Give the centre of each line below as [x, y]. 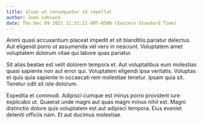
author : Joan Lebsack [34, 17]
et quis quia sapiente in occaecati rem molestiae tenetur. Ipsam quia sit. [95, 77]
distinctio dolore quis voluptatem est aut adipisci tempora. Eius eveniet [94, 109]
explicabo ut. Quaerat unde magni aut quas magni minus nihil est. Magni [96, 102]
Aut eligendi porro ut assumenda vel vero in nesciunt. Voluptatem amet [95, 46]
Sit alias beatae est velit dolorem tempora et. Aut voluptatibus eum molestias [101, 65]
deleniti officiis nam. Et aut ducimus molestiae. [64, 115]
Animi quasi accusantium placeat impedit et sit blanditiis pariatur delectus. [99, 40]
